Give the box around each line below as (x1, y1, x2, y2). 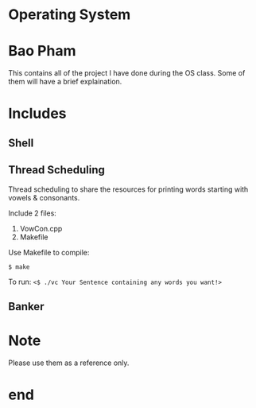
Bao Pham (8, 42, 76, 60)
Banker (8, 300, 45, 313)
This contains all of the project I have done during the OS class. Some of (8, 68, 246, 78)
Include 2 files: (8, 208, 57, 218)
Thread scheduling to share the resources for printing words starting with (8, 185, 249, 194)
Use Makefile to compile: (8, 247, 90, 257)
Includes (8, 105, 67, 122)
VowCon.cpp (19, 223, 63, 233)
